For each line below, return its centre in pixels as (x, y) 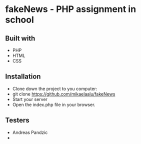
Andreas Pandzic (30, 132)
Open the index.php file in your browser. (54, 104)
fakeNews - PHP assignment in (71, 9)
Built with (20, 38)
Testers (17, 120)
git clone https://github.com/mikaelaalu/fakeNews (64, 94)
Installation (23, 77)
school (19, 20)
